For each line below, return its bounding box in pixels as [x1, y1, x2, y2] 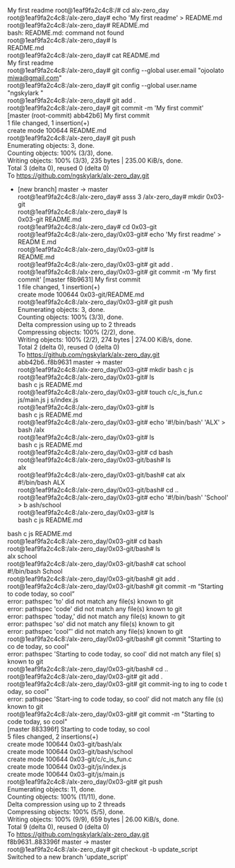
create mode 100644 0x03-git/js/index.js [7, 763, 127, 770]
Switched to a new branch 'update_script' [7, 852, 128, 861]
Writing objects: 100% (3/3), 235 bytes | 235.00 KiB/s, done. [7, 156, 183, 165]
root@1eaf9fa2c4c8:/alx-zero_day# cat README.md [7, 51, 160, 59]
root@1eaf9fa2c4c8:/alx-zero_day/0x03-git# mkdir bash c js [17, 366, 194, 374]
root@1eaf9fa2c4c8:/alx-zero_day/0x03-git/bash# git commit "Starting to [7, 635, 222, 643]
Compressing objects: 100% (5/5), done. [7, 808, 126, 816]
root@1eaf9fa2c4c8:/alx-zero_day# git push [7, 134, 136, 142]
